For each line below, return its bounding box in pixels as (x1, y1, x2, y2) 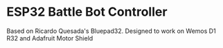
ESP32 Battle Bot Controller (6, 4, 168, 20)
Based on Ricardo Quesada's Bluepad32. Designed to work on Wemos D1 (6, 27, 216, 35)
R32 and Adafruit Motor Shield (6, 34, 93, 42)
